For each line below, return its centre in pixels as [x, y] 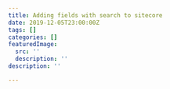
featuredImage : [33, 44]
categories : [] [33, 37]
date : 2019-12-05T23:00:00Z [54, 23]
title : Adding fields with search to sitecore [85, 15]
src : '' [28, 52]
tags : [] [22, 30]
